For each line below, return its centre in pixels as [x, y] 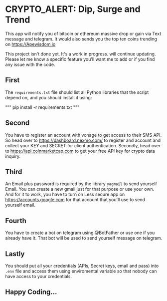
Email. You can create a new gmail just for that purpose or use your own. [80, 189]
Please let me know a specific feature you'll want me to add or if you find [80, 59]
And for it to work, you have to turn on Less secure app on [65, 194]
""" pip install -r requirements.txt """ [42, 107]
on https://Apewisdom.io [30, 44]
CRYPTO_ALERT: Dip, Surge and [73, 9]
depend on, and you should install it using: [49, 97]
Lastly [15, 254]
